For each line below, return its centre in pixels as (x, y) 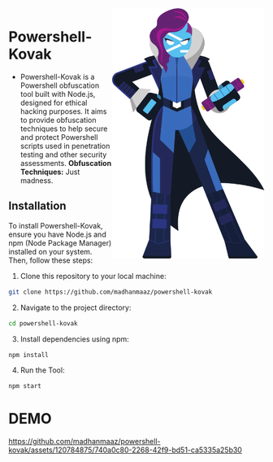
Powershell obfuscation (60, 85)
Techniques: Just (50, 172)
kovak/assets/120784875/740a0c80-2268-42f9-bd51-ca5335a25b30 (125, 450)
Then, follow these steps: (51, 260)
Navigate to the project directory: (76, 307)
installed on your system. (50, 251)
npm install (28, 355)
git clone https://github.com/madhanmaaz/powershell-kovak (110, 292)
